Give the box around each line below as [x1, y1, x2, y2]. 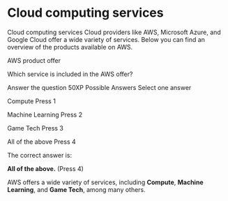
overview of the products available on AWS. [7, 43, 133, 51]
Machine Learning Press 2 [7, 110, 82, 119]
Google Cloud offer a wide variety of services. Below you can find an [7, 35, 206, 43]
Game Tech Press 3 [7, 124, 64, 132]
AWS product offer [7, 56, 61, 64]
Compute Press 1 [7, 96, 56, 105]
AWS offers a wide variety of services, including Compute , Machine [7, 178, 204, 186]
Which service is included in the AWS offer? [7, 70, 133, 78]
